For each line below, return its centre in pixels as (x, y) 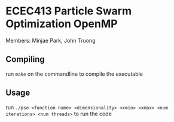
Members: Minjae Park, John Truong (51, 40)
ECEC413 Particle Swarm (69, 11)
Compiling (25, 59)
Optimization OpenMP (62, 24)
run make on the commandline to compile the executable (74, 74)
